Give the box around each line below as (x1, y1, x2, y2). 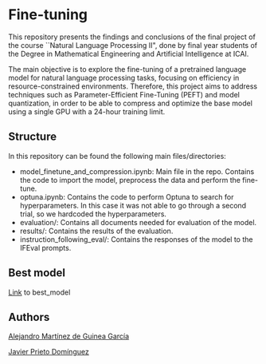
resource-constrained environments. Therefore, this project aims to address (8, 81, 257, 91)
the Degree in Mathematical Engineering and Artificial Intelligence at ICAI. (8, 49, 249, 58)
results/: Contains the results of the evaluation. (19, 226, 174, 235)
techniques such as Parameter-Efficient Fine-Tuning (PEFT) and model (8, 89, 241, 99)
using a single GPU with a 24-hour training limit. (8, 106, 166, 117)
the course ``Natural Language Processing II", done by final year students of (8, 40, 258, 49)
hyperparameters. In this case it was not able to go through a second (19, 200, 247, 210)
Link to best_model (8, 287, 71, 297)
